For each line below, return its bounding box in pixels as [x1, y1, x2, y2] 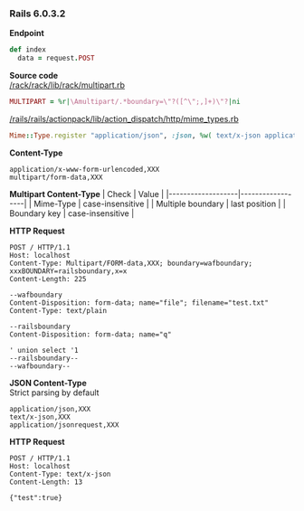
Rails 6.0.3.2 [9, 7, 66, 20]
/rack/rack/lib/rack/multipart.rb [9, 80, 125, 90]
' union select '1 [9, 345, 79, 355]
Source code [9, 71, 59, 81]
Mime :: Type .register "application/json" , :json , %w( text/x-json [9, 130, 261, 140]
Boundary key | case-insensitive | [9, 207, 135, 219]
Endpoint [9, 28, 45, 39]
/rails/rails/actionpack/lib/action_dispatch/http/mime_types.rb [9, 113, 239, 124]
